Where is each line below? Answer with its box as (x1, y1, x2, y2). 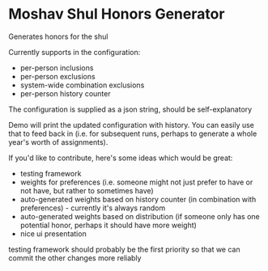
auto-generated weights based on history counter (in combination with (19, 194, 257, 204)
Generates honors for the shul (8, 32, 108, 41)
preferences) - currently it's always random (19, 203, 166, 213)
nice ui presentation (19, 228, 87, 239)
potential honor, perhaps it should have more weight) (19, 220, 197, 230)
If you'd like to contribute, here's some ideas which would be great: (8, 153, 233, 163)
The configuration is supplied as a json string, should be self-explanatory (8, 104, 253, 114)
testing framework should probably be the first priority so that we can (8, 244, 240, 254)
